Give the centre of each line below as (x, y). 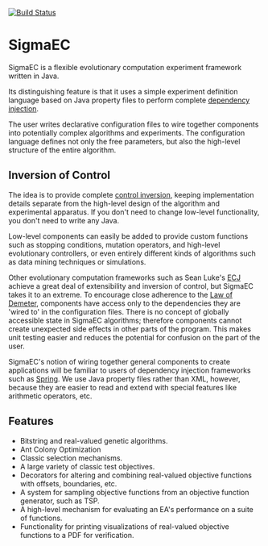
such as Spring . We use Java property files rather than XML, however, (124, 378)
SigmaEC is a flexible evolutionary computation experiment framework (125, 67)
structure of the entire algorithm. (62, 150)
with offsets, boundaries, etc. (68, 483)
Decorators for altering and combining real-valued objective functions (136, 475)
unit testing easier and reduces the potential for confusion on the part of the (134, 337)
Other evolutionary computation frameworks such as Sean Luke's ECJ (125, 277)
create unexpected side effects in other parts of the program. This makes (130, 329)
